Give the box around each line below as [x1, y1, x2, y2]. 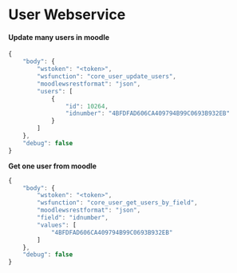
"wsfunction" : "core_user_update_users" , [37, 73, 177, 81]
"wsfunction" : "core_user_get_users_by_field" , [37, 199, 198, 207]
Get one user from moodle [8, 161, 97, 171]
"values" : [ [37, 221, 77, 229]
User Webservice [8, 6, 126, 24]
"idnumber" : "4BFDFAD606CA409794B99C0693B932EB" [65, 109, 230, 117]
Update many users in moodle [8, 32, 110, 42]
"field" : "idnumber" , [37, 214, 109, 222]
